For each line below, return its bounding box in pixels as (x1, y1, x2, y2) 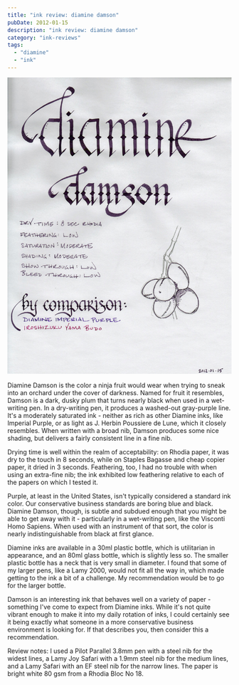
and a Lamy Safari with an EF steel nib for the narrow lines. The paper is (7, 662, 218, 670)
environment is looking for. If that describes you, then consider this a (7, 625, 209, 634)
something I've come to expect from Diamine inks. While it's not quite (7, 602, 211, 611)
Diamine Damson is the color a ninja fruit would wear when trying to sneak (7, 381, 225, 389)
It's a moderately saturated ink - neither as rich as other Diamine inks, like (7, 412, 223, 419)
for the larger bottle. (7, 581, 66, 590)
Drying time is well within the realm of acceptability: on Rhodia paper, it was (7, 448, 230, 456)
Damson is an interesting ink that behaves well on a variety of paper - (7, 595, 211, 603)
